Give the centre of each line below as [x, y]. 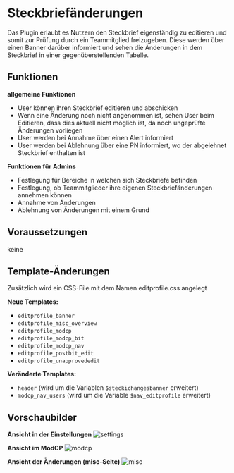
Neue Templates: [33, 302]
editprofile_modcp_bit [51, 339]
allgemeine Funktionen [42, 94]
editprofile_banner [46, 316]
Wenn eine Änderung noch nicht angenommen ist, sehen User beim [116, 115]
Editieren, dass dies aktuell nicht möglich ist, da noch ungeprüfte [111, 123]
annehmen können [45, 195]
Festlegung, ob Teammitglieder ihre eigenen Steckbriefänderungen [115, 188]
